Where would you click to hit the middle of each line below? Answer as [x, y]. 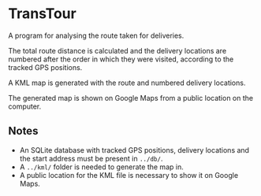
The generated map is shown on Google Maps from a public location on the [131, 98]
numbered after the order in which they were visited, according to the [121, 59]
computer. [25, 106]
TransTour [42, 14]
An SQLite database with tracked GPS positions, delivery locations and [134, 150]
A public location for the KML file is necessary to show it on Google [129, 175]
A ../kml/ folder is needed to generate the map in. [101, 167]
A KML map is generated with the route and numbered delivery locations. [127, 83]
